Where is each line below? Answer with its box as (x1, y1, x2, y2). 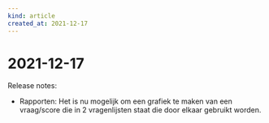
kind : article (7, 11, 56, 20)
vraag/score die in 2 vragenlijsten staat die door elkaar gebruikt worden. (19, 105, 262, 115)
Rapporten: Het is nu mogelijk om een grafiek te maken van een (19, 96, 233, 106)
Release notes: (7, 81, 58, 91)
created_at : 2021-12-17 (7, 19, 89, 28)
